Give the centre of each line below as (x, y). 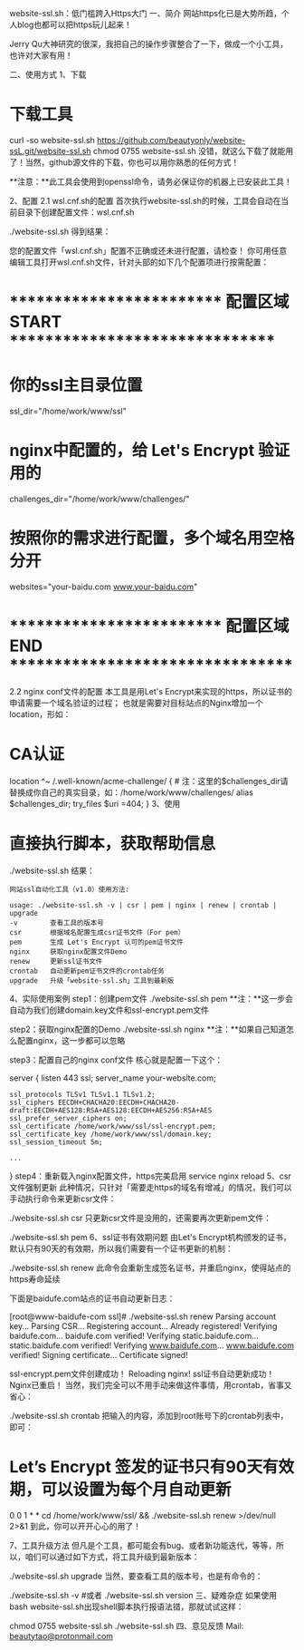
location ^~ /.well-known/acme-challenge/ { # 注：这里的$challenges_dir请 (149, 781)
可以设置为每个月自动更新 (137, 1489)
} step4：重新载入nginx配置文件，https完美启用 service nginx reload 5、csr (150, 1176)
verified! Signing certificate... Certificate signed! (99, 1354)
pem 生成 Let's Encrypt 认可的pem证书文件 (96, 942)
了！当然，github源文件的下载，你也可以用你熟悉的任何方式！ (124, 162)
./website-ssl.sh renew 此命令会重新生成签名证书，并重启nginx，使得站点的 (150, 1267)
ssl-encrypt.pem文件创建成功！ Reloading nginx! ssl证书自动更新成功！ (142, 1373)
